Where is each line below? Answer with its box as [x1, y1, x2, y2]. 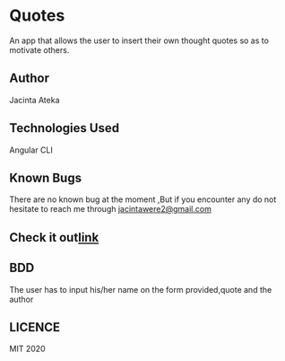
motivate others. [9, 44, 70, 55]
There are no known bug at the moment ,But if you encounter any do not [9, 194, 277, 205]
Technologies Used [9, 120, 119, 136]
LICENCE [9, 320, 61, 335]
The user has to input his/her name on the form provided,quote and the [9, 284, 272, 295]
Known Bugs [9, 170, 82, 185]
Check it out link [9, 230, 99, 245]
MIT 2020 [9, 343, 47, 355]
